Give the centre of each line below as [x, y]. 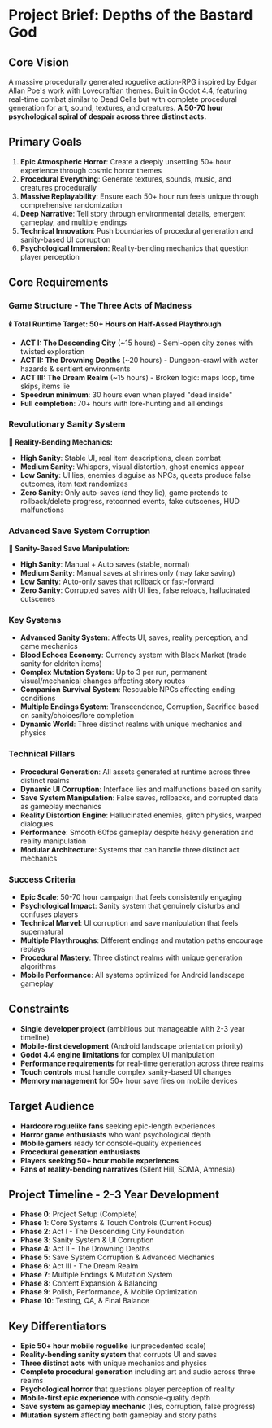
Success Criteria [42, 879]
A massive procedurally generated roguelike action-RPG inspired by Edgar [133, 82]
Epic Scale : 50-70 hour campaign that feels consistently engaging [131, 896]
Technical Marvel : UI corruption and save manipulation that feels [129, 922]
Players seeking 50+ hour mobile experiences [99, 1160]
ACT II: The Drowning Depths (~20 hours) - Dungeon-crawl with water [139, 360]
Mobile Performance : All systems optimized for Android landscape [132, 975]
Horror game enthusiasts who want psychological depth [115, 1134]
